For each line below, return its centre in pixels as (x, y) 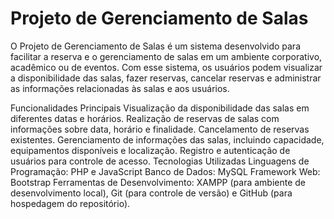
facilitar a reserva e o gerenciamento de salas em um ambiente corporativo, (166, 56)
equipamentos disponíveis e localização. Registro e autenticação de (150, 150)
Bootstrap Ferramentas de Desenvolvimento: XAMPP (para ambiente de (158, 182)
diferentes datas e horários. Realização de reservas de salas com (145, 118)
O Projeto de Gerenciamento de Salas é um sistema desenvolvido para (155, 46)
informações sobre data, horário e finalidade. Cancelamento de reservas (160, 129)
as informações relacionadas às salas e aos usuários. (120, 88)
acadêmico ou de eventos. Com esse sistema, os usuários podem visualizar (166, 67)
